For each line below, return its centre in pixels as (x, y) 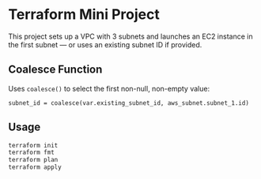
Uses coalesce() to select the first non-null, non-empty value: (109, 88)
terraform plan (33, 160)
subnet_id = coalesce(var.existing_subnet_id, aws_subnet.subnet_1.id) (129, 103)
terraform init (33, 145)
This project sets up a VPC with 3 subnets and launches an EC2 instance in (130, 36)
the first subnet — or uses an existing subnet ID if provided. (105, 44)
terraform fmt (32, 153)
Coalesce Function (55, 70)
